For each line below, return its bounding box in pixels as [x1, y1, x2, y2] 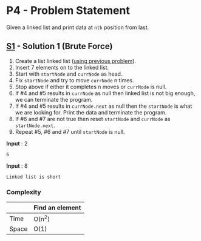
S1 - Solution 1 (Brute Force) [6, 41, 113, 51]
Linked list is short [6, 174, 61, 180]
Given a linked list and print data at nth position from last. [6, 24, 149, 31]
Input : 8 [6, 162, 28, 170]
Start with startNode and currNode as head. [15, 70, 123, 78]
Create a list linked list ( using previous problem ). [15, 57, 137, 64]
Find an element [33, 203, 81, 212]
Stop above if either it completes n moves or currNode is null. [15, 83, 167, 90]
